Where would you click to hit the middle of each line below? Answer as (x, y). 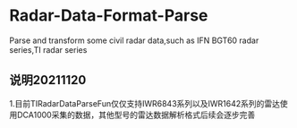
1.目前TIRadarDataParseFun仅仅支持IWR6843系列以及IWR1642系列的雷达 (144, 103)
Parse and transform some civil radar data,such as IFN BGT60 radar (134, 40)
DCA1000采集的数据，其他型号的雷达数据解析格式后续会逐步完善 (136, 115)
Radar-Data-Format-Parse (109, 16)
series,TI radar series (48, 49)
